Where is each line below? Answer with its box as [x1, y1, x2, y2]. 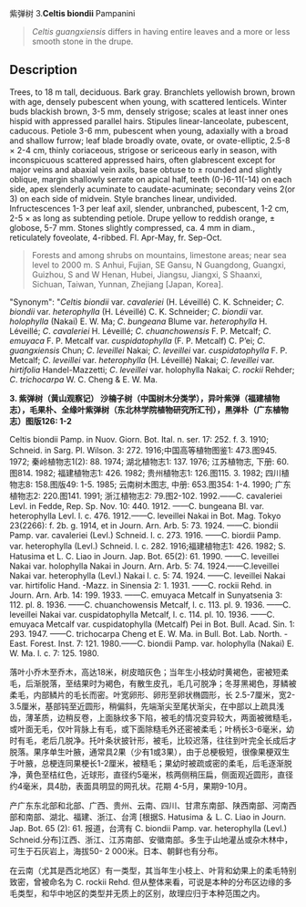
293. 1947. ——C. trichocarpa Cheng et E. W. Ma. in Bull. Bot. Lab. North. [9, 628, 282, 639]
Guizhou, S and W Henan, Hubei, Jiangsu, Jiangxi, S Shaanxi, [31, 268, 262, 280]
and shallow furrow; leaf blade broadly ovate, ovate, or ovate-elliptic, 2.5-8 [9, 135, 291, 146]
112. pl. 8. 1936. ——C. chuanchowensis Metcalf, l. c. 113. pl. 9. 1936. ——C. [9, 599, 291, 610]
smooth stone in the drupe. [31, 36, 134, 47]
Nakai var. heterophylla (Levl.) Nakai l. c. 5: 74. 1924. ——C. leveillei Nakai [9, 569, 286, 581]
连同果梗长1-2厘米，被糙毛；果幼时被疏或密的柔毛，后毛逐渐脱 [56, 757, 293, 768]
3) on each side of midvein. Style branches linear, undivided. [9, 193, 238, 203]
